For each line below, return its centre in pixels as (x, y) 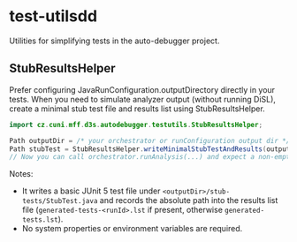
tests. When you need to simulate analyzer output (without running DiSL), (143, 99)
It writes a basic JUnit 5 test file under (91, 191)
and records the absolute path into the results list (189, 200)
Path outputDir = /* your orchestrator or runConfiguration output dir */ (150, 140)
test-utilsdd (53, 16)
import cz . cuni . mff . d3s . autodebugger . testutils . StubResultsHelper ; (136, 125)
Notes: (21, 174)
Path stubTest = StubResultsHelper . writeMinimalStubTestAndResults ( (138, 149)
